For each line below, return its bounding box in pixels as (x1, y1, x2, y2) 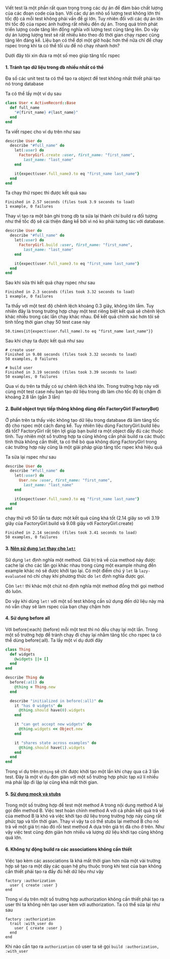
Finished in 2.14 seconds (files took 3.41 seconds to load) (5, 530, 138, 536)
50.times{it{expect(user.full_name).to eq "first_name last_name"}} (5, 329, 153, 334)
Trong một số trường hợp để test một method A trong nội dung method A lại (5, 802, 163, 808)
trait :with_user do (10, 921, 53, 926)
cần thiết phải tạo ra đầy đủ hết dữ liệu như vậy (5, 868, 104, 874)
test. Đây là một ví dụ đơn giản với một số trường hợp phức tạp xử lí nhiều (5, 774, 159, 780)
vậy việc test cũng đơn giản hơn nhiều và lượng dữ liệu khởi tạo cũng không (5, 829, 163, 836)
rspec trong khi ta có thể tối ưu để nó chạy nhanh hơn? (5, 43, 120, 48)
